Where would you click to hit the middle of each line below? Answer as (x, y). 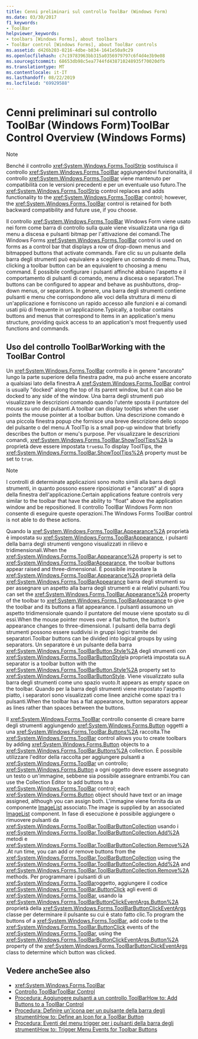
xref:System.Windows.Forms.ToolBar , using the (64, 933)
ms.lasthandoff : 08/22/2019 (41, 78)
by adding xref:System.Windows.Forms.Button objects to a (78, 744)
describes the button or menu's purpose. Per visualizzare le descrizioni (93, 434)
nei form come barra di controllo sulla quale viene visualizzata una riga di (95, 227)
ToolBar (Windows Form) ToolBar (88, 125)
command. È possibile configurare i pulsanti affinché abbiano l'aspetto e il (96, 272)
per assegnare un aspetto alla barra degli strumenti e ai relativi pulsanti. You (98, 588)
